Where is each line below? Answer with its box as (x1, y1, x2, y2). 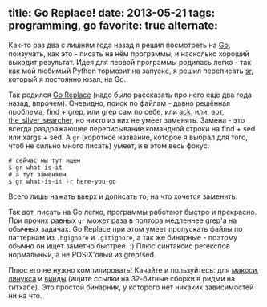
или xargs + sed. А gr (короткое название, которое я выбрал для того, (8, 132, 249, 142)
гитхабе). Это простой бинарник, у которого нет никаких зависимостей (8, 282, 254, 292)
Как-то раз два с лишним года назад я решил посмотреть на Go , (8, 40, 231, 50)
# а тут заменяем (8, 170, 67, 179)
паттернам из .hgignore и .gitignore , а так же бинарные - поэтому (8, 232, 238, 242)
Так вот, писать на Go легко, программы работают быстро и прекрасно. (8, 207, 257, 216)
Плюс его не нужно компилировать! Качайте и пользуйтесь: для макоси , (8, 265, 259, 275)
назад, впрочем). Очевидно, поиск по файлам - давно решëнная (8, 98, 231, 107)
